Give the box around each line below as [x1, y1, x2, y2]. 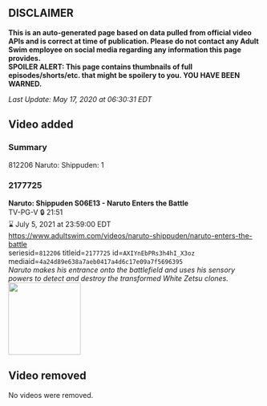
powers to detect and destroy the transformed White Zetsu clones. [8, 273, 229, 283]
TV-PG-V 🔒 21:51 [8, 207, 63, 217]
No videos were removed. [8, 390, 94, 400]
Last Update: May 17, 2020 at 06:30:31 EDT [8, 94, 152, 104]
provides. [8, 53, 42, 63]
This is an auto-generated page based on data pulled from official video [8, 27, 253, 37]
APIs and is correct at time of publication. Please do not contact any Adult [8, 36, 259, 46]
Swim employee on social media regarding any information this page [8, 44, 242, 55]
